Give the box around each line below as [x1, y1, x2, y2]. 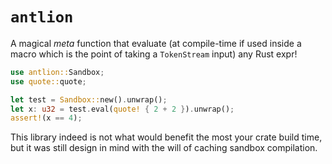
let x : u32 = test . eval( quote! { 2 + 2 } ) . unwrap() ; [10, 104, 235, 114]
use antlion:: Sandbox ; [10, 67, 105, 77]
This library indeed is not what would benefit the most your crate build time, [10, 131, 323, 143]
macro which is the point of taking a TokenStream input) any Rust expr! [10, 48, 298, 60]
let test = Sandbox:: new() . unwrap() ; [10, 94, 168, 105]
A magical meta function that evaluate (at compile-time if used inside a [10, 37, 302, 49]
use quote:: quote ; [10, 76, 87, 87]
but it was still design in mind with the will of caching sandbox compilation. [10, 142, 318, 154]
